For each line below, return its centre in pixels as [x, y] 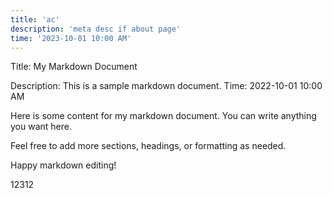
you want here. [41, 127]
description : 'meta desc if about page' [96, 29]
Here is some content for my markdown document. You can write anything [163, 116]
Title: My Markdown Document [74, 67]
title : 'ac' [35, 19]
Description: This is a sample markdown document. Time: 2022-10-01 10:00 [166, 86]
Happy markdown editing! [63, 165]
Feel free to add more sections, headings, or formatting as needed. [148, 146]
